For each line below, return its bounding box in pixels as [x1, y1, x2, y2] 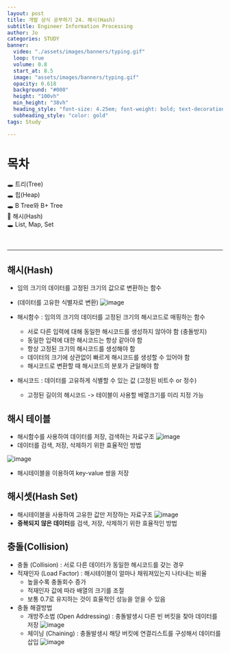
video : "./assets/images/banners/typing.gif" [13, 49, 146, 56]
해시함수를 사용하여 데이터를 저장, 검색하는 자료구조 [16, 433, 155, 441]
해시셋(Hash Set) [7, 491, 79, 503]
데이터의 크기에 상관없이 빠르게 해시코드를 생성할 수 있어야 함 [27, 353, 190, 361]
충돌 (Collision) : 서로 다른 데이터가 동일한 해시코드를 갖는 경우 [16, 560, 185, 569]
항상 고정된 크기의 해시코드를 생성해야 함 [27, 344, 136, 353]
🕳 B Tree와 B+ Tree [7, 202, 63, 210]
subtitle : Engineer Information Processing [7, 23, 133, 29]
